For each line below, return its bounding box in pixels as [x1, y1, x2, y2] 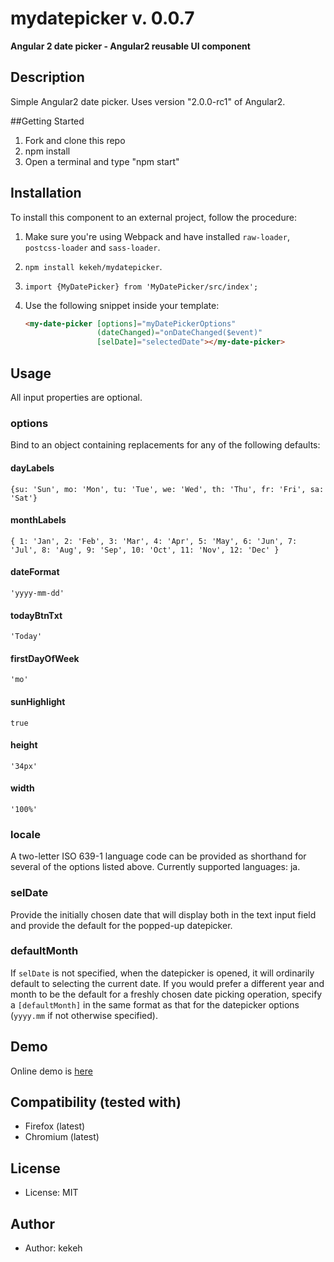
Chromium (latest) [24, 1131, 100, 1143]
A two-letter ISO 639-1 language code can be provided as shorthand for [10, 850, 307, 862]
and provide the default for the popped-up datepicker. [10, 919, 233, 931]
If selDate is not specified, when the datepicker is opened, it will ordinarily [10, 967, 315, 979]
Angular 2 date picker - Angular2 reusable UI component [10, 40, 251, 52]
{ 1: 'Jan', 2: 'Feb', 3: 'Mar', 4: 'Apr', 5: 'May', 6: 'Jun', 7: [10, 536, 298, 546]
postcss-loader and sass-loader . [24, 241, 161, 253]
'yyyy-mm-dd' [10, 588, 65, 598]
